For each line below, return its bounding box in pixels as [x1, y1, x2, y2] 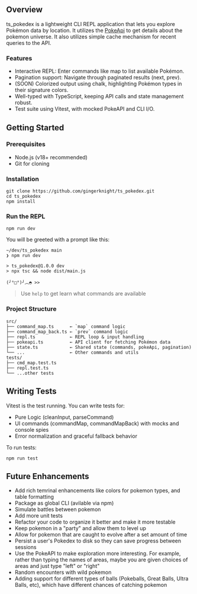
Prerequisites [6, 140, 46, 149]
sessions [14, 544, 37, 551]
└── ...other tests [6, 370, 54, 376]
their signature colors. [14, 86, 69, 94]
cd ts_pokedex [6, 194, 41, 200]
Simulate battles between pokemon [14, 506, 101, 513]
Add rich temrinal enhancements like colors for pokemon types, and [14, 487, 180, 494]
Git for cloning [14, 160, 50, 167]
